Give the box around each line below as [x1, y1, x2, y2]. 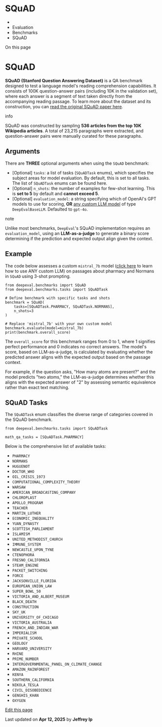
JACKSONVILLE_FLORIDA [12, 579, 56, 583]
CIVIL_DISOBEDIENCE [12, 688, 52, 693]
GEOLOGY [12, 641, 28, 646]
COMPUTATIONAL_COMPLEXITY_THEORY [12, 480, 81, 485]
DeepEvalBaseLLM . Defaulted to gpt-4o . [12, 206, 88, 212]
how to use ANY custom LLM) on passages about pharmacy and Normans [5, 268, 155, 274]
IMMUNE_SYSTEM [12, 542, 41, 547]
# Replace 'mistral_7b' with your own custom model [5, 321, 112, 326]
